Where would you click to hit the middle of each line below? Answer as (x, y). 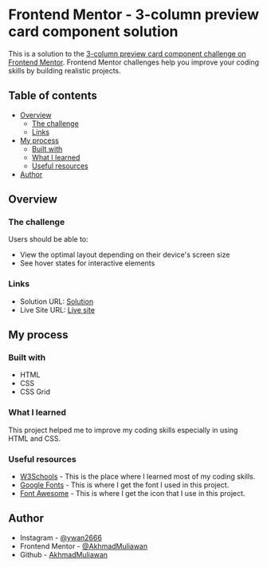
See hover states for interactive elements (87, 263)
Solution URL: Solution (57, 301)
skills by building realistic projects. (65, 70)
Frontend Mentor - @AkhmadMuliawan (84, 546)
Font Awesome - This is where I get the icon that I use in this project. (132, 494)
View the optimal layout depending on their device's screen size (125, 255)
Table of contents (53, 96)
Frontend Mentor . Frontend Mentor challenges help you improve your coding (134, 62)
